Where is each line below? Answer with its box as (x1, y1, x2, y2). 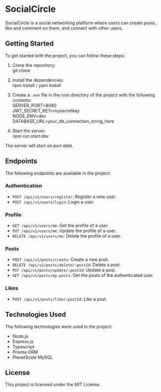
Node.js (12, 333, 29, 339)
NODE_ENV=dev (12, 113, 46, 119)
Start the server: (12, 128, 46, 134)
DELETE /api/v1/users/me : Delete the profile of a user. (12, 233, 122, 239)
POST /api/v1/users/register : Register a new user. (12, 194, 116, 199)
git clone (12, 67, 31, 73)
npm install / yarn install (12, 82, 61, 88)
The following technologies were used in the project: (5, 323, 112, 330)
